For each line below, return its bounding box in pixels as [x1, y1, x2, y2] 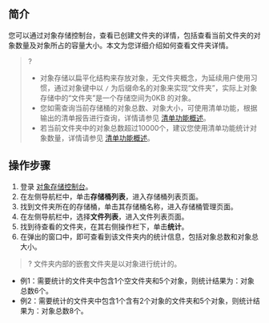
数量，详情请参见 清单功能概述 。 [46, 133, 155, 143]
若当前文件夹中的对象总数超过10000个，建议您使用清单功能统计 [39, 123, 251, 132]
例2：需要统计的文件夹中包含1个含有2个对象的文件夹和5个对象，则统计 [19, 296, 254, 305]
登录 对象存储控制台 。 [19, 181, 93, 191]
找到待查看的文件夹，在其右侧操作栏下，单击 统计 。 [19, 221, 189, 231]
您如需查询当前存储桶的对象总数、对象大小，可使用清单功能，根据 [39, 103, 258, 112]
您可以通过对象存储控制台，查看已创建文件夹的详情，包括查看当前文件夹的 [8, 30, 254, 40]
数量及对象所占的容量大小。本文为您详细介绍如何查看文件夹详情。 [14, 40, 233, 50]
